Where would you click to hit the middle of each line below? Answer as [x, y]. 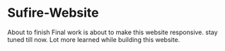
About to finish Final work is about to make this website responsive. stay [112, 32]
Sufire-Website [53, 13]
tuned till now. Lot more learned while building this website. [94, 39]
